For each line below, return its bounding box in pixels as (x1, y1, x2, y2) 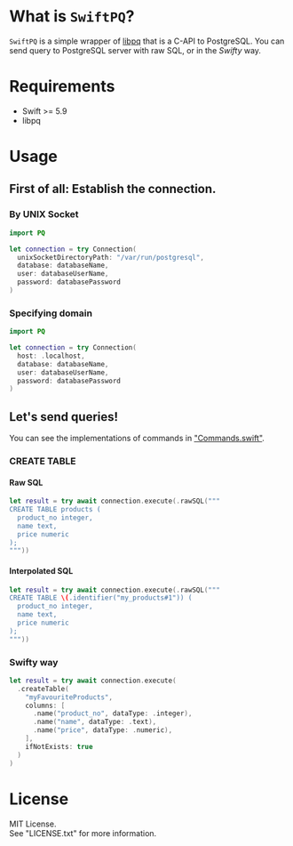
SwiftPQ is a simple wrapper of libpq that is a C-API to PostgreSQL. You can (9, 36, 285, 46)
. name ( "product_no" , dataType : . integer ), (32, 709, 193, 718)
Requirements (9, 77, 115, 97)
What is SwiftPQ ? (9, 6, 135, 27)
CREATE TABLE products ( (9, 505, 101, 514)
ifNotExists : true (25, 742, 93, 751)
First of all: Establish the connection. (9, 181, 217, 197)
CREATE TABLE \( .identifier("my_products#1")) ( (9, 593, 193, 602)
